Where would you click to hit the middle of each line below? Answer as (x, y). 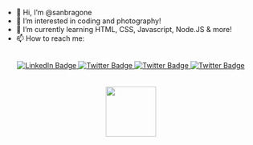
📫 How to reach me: (50, 38)
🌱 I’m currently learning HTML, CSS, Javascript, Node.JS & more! (124, 29)
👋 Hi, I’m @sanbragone (54, 12)
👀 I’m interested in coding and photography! (88, 21)
